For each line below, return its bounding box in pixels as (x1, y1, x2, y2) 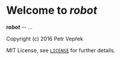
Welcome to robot (6, 4, 98, 17)
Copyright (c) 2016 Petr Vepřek (6, 35, 83, 42)
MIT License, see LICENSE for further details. (6, 46, 116, 54)
